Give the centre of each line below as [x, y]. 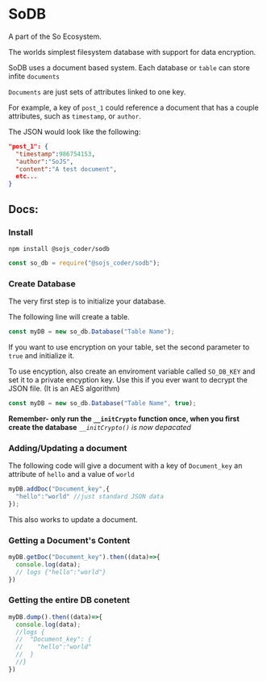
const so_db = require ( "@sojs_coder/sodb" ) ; [84, 263]
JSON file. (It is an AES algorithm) [64, 388]
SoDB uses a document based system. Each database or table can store [129, 67]
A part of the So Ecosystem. [55, 36]
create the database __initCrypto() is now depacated [100, 427]
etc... [27, 177]
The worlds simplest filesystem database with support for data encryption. [132, 52]
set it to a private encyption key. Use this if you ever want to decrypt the [128, 379]
